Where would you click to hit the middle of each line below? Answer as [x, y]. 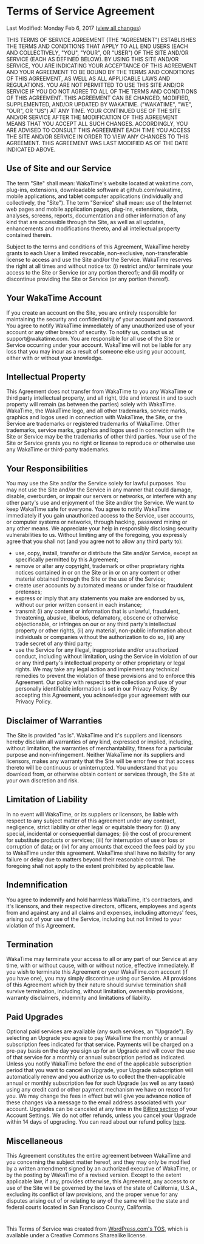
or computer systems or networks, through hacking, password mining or [97, 522]
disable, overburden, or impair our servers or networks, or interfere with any [102, 496]
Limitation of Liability [47, 800]
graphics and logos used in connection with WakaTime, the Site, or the [95, 417]
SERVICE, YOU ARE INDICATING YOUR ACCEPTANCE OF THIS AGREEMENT [102, 66]
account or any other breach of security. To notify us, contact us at [90, 332]
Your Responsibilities [47, 469]
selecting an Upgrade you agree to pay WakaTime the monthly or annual [97, 1038]
